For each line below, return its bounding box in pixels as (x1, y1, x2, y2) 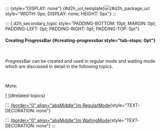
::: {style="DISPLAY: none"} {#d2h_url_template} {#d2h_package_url (5, 6, 150, 11)
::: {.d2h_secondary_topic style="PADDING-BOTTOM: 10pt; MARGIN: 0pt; (5, 21, 156, 26)
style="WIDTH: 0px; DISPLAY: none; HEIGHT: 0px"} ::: (5, 11, 117, 17)
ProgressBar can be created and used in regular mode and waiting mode (5, 58, 155, 64)
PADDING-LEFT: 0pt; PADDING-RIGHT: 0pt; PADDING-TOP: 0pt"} (5, 26, 139, 32)
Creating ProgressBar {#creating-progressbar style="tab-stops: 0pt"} (5, 37, 156, 43)
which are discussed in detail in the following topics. (5, 63, 113, 70)
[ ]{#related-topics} (5, 93, 46, 99)
